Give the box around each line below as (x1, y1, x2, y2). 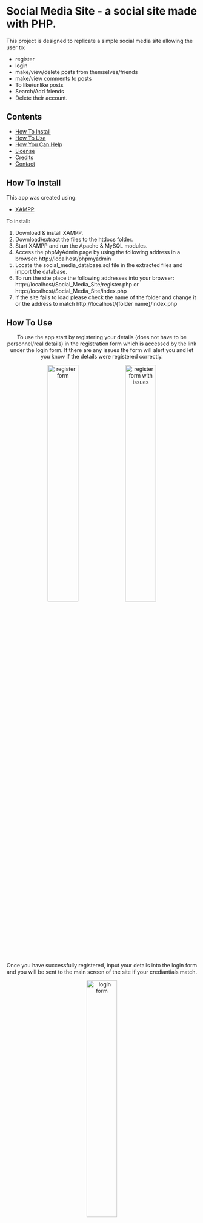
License (15, 147, 35, 154)
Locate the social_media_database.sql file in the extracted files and (15, 261, 183, 268)
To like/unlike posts (15, 81, 64, 89)
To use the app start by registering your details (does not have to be (17, 334, 187, 341)
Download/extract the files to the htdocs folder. (15, 235, 133, 243)
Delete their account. (15, 94, 68, 101)
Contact (15, 160, 35, 168)
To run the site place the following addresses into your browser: (15, 274, 175, 282)
